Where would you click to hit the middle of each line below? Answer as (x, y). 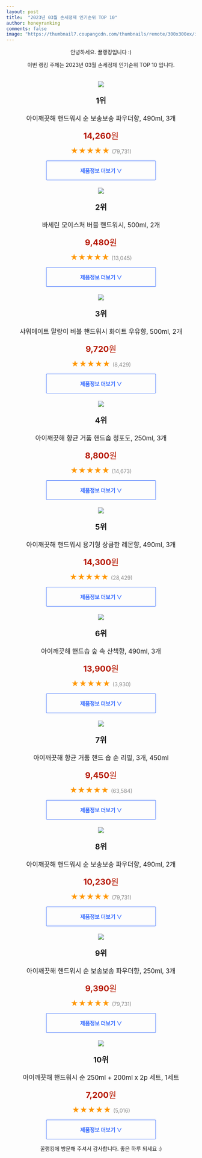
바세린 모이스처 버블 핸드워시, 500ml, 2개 (101, 225)
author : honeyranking (33, 23)
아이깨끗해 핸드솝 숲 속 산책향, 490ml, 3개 (101, 651)
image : (14, 34)
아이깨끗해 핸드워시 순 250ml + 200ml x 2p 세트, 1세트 (101, 1078)
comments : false (26, 29)
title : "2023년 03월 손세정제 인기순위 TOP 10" (62, 17)
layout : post (23, 12)
